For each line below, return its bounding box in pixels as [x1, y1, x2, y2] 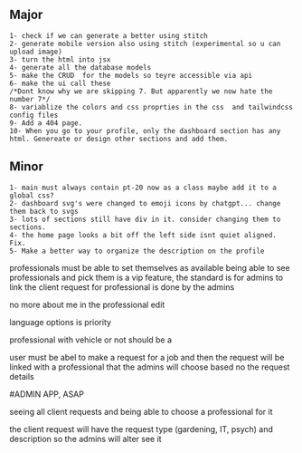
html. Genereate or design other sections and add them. [9, 134, 229, 143]
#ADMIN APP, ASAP [9, 389, 84, 400]
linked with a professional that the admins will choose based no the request [9, 361, 290, 372]
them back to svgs [9, 207, 79, 216]
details [9, 371, 34, 381]
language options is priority [9, 316, 111, 327]
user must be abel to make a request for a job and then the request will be [9, 352, 285, 362]
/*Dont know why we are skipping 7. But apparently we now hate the [9, 86, 273, 96]
